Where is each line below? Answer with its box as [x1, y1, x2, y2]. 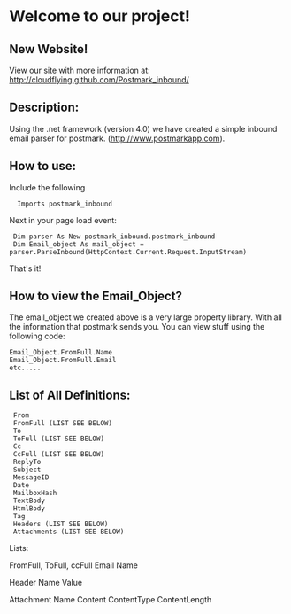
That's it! [9, 263, 42, 274]
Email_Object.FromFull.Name [9, 348, 113, 357]
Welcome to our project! [9, 6, 190, 27]
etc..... [9, 363, 42, 373]
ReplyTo [12, 458, 42, 467]
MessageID [12, 473, 50, 482]
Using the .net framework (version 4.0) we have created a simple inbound [9, 123, 278, 134]
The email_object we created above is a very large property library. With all [9, 312, 283, 323]
